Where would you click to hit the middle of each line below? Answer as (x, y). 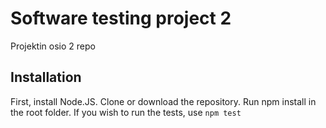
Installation (46, 77)
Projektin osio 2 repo (53, 46)
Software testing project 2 (121, 18)
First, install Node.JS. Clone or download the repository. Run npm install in (163, 101)
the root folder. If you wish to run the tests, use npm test (126, 112)
